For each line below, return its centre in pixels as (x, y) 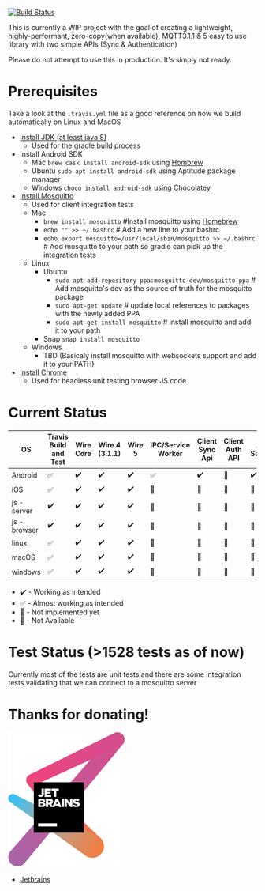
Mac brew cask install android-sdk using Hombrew (117, 162)
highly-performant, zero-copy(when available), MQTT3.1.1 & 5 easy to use (127, 36)
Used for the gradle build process (86, 145)
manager (46, 179)
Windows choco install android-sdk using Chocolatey (121, 187)
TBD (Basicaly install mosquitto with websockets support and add (150, 355)
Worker (170, 454)
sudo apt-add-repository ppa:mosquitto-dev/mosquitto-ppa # (155, 280)
